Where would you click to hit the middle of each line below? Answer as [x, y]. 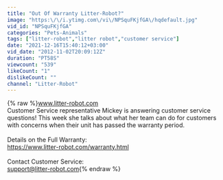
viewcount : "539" [32, 65]
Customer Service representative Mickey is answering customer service [109, 111]
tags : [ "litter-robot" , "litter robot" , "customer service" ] [93, 39]
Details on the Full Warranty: [47, 140]
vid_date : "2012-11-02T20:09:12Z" [57, 52]
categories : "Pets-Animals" [47, 33]
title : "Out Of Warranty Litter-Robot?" [66, 13]
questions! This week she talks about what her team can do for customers [112, 118]
